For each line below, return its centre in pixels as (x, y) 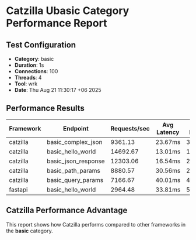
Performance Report (57, 23)
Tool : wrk (26, 84)
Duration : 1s (29, 65)
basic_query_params (75, 180)
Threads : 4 (28, 78)
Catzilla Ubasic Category (68, 11)
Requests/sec (130, 128)
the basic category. (30, 231)
